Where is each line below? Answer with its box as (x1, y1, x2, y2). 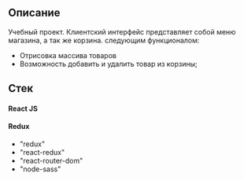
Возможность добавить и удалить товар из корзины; (19, 59, 198, 68)
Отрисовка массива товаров (19, 50, 116, 60)
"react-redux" (19, 148, 65, 156)
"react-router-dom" (19, 156, 83, 165)
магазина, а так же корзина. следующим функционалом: (8, 35, 200, 45)
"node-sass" (19, 164, 61, 174)
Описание (8, 6, 61, 20)
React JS (8, 104, 38, 113)
